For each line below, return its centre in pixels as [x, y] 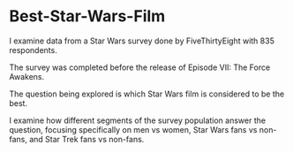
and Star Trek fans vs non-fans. [87, 139]
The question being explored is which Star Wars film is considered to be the [147, 94]
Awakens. [27, 76]
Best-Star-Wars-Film [87, 16]
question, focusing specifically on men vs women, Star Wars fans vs [133, 129]
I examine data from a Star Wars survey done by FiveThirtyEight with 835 [142, 41]
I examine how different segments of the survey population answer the [138, 120]
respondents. [33, 50]
